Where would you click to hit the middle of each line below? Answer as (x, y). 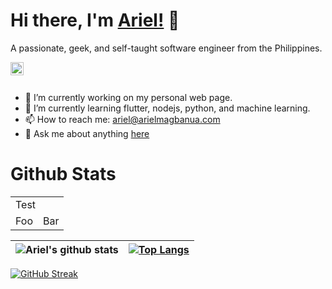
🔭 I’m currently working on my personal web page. (128, 97)
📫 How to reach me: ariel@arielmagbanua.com (122, 119)
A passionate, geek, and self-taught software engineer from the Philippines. (166, 48)
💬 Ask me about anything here (87, 133)
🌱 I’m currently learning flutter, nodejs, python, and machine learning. (167, 108)
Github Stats (63, 174)
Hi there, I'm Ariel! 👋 (95, 20)
